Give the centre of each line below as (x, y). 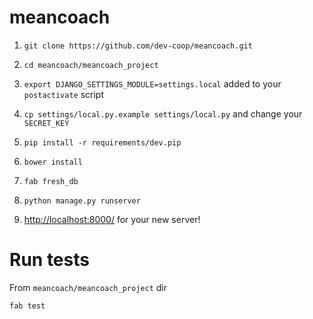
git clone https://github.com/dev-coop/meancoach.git (138, 46)
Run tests (49, 260)
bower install (53, 162)
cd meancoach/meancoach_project (91, 65)
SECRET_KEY (46, 123)
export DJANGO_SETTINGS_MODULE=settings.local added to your (152, 83)
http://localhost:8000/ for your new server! (112, 219)
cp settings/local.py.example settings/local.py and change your (163, 113)
